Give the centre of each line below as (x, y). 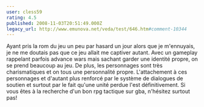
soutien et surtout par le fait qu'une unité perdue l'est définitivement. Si (96, 85)
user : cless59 (24, 12)
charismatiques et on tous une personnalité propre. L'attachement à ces (97, 72)
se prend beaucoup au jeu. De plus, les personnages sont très (85, 66)
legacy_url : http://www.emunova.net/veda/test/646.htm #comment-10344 (97, 29)
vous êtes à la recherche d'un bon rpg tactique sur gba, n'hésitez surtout (98, 91)
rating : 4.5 (21, 18)
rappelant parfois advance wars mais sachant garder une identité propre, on (102, 59)
